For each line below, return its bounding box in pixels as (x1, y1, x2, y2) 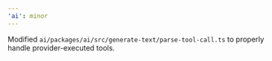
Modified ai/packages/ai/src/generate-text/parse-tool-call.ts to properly (7, 34, 265, 44)
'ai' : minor (7, 11, 48, 20)
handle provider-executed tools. (7, 42, 116, 53)
